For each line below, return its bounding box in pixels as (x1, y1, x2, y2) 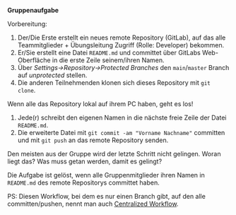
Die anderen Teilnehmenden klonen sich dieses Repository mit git (17, 79, 211, 87)
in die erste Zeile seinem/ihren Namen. (52, 56, 165, 64)
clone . (17, 86, 36, 94)
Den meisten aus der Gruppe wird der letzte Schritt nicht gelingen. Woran (7, 150, 221, 158)
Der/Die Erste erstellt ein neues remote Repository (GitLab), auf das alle (17, 33, 226, 42)
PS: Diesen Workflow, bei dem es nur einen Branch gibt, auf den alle (7, 192, 206, 200)
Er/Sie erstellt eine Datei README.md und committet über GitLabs (17, 49, 201, 57)
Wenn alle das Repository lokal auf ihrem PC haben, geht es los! (7, 100, 194, 108)
